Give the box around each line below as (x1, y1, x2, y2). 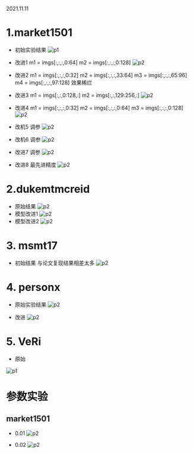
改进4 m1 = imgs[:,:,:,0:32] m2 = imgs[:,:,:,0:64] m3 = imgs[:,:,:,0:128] (14, 104, 183, 111)
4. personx (6, 281, 61, 294)
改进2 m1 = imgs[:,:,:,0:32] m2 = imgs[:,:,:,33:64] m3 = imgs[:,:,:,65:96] (14, 71, 188, 79)
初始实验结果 (14, 46, 46, 53)
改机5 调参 (14, 123, 41, 130)
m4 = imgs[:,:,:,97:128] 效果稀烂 (14, 79, 92, 86)
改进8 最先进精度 (14, 161, 56, 168)
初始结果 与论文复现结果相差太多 (14, 259, 95, 267)
